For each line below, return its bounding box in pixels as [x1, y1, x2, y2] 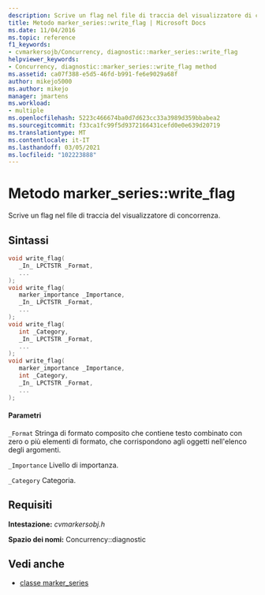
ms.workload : [8, 99, 51, 107]
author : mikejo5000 [8, 77, 73, 85]
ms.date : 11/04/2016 [8, 26, 77, 34]
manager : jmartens [8, 92, 69, 100]
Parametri [8, 411, 42, 420]
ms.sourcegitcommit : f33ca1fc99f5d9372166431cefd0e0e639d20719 [8, 121, 221, 129]
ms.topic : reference [8, 33, 77, 42]
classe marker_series [19, 578, 89, 588]
